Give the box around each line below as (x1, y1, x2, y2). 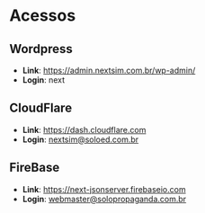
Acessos (9, 5, 76, 26)
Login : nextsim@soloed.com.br (22, 134, 139, 145)
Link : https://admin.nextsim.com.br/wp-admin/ (22, 65, 196, 75)
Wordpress (9, 41, 74, 57)
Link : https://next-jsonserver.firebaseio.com (22, 183, 186, 194)
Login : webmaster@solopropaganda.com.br (22, 193, 187, 204)
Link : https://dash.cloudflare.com (22, 124, 147, 135)
